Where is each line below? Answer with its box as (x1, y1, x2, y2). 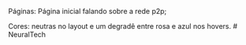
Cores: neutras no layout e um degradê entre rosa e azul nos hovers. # (8, 22, 238, 30)
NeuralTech (8, 30, 46, 39)
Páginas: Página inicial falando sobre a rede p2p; (8, 7, 167, 16)
